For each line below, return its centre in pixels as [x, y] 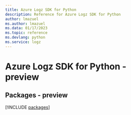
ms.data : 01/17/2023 [27, 28]
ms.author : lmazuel [25, 24]
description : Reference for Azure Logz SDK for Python [63, 14]
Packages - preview [36, 95]
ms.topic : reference [27, 33]
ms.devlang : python [25, 38]
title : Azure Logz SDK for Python [41, 10]
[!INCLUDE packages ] [28, 107]
